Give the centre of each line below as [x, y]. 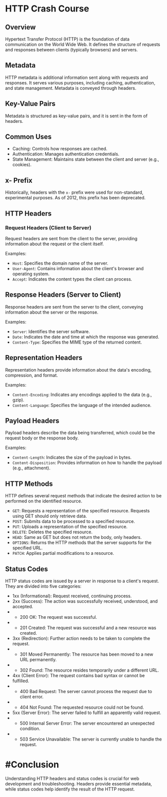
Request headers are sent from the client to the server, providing [71, 238]
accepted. [23, 606]
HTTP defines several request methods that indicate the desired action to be [83, 496]
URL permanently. [38, 659]
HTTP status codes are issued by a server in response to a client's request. [82, 581]
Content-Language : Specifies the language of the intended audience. [82, 405]
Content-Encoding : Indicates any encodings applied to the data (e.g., [82, 395]
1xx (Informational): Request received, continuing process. [72, 596]
